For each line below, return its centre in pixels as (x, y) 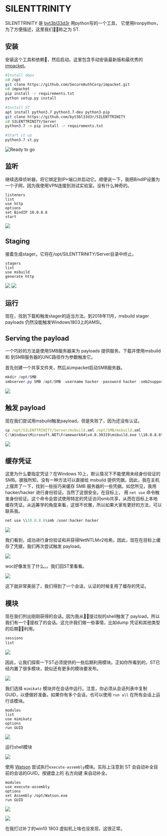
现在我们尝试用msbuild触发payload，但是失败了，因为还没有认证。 (74, 421)
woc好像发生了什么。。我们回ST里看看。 (46, 566)
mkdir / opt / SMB (21, 377)
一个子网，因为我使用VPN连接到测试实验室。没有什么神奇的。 (69, 185)
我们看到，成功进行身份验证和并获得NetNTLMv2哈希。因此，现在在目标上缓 (83, 540)
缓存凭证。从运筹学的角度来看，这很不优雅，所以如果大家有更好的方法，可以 (83, 505)
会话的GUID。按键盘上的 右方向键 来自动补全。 (62, 773)
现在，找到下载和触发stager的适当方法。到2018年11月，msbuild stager (77, 316)
